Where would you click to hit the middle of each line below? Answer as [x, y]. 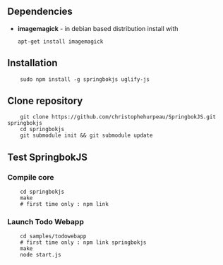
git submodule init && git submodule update [86, 136]
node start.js [41, 255]
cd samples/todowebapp [53, 236]
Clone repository [45, 101]
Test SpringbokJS [48, 157]
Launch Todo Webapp [46, 222]
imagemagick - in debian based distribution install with [98, 28]
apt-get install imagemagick [60, 42]
